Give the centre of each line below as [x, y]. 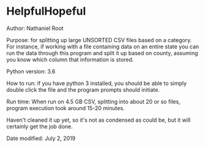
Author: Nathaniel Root [35, 28]
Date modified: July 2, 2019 [41, 138]
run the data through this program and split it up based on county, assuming [102, 53]
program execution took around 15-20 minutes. [65, 108]
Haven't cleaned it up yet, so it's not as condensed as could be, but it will [99, 120]
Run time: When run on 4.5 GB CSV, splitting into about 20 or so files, [93, 102]
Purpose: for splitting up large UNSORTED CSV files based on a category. [99, 40]
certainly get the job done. [40, 126]
